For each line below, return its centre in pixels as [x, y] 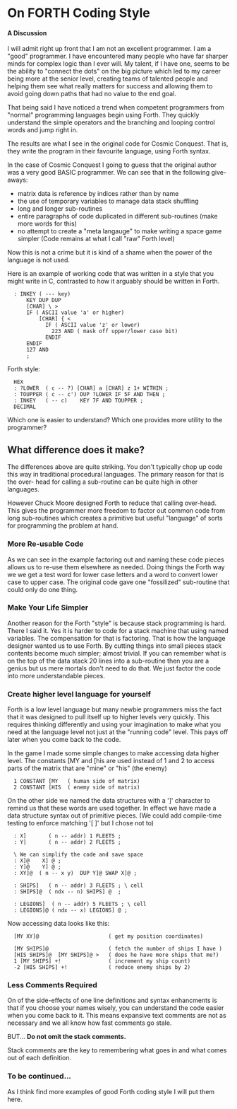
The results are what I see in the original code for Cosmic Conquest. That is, [118, 144]
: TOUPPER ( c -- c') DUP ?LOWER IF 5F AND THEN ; [90, 395]
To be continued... [39, 1076]
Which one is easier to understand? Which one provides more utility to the [115, 420]
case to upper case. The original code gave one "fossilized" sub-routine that [119, 582]
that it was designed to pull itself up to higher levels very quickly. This [109, 717]
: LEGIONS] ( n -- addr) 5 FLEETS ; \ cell [80, 904]
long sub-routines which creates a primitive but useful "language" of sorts [115, 518]
